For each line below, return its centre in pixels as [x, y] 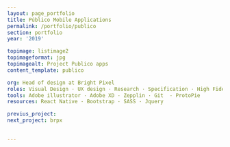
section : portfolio [35, 32]
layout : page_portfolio [41, 13]
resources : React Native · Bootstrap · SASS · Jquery [86, 102]
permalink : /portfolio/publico [52, 26]
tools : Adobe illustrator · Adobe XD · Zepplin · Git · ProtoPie [104, 95]
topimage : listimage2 [38, 51]
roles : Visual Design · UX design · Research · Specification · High [108, 89]
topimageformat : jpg [37, 58]
